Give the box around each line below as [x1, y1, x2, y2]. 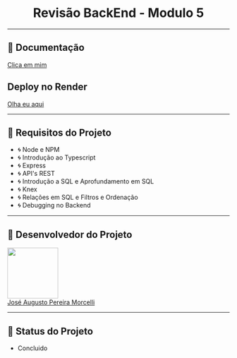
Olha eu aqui [7, 100, 44, 108]
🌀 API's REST [17, 169, 55, 178]
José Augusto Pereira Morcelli [7, 298, 95, 306]
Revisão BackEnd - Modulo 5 [32, 5, 205, 21]
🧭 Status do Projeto [7, 325, 94, 337]
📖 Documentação [7, 42, 85, 54]
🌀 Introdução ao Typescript [17, 153, 96, 162]
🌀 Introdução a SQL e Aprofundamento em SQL [17, 177, 154, 186]
